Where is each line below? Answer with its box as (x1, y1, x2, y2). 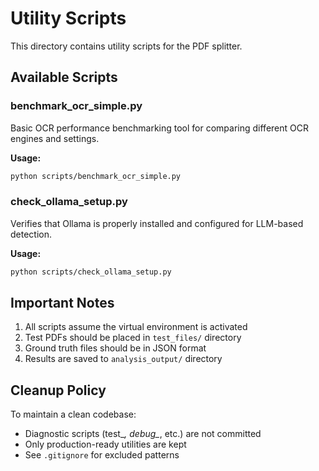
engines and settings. (10, 132, 100, 144)
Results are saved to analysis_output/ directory (24, 353, 223, 365)
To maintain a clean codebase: (10, 408, 137, 421)
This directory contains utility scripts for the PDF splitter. (10, 40, 243, 52)
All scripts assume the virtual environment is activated (24, 321, 248, 333)
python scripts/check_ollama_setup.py (10, 267, 172, 277)
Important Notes (10, 295, 115, 312)
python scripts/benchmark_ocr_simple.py (10, 171, 182, 181)
